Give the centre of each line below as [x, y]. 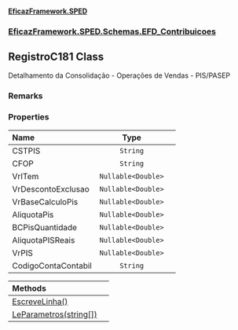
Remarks [26, 96]
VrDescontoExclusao [51, 189]
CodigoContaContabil [52, 266]
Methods [29, 288]
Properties [29, 117]
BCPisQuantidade [44, 227]
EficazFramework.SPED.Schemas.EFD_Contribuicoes [112, 31]
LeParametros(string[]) [55, 314]
